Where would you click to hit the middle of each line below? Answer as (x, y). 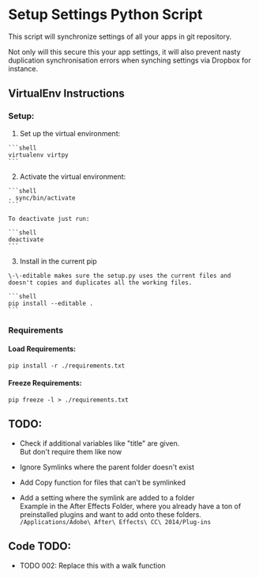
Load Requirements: (42, 349)
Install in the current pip (58, 261)
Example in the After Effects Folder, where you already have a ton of (130, 506)
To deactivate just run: (49, 219)
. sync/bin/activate (42, 198)
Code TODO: (40, 547)
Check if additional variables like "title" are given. (99, 443)
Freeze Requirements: (45, 383)
